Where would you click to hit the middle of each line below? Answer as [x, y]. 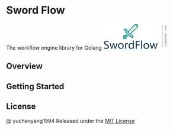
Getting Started [35, 86]
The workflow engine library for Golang [54, 47]
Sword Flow [36, 10]
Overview [25, 66]
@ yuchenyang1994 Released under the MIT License [71, 121]
